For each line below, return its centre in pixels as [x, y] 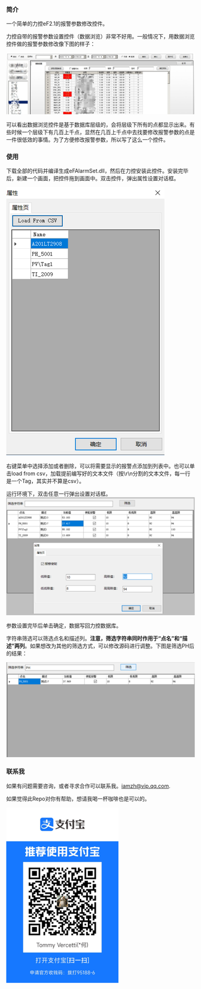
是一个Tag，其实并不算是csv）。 [45, 481]
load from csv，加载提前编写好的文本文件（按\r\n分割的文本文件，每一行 [100, 473]
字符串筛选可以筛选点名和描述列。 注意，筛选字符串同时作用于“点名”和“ [94, 638]
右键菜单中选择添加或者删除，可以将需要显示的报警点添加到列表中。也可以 [98, 466]
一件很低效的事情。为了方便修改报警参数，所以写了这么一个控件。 [87, 139]
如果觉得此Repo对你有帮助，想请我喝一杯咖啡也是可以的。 [78, 799]
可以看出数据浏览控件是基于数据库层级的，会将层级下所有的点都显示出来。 [98, 124]
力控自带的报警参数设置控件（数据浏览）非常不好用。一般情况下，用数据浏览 [100, 37]
